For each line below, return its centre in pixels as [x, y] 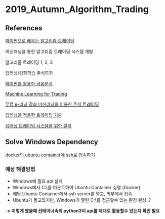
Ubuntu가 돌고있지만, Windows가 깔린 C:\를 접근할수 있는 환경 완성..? [81, 200]
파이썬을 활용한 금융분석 [29, 84]
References [24, 28]
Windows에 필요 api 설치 [37, 181]
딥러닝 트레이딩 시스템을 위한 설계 [38, 126]
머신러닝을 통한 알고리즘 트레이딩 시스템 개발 [49, 51]
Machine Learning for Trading [36, 94]
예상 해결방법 [20, 169]
